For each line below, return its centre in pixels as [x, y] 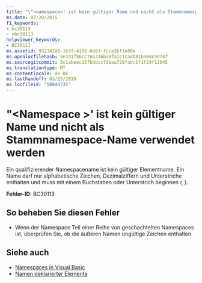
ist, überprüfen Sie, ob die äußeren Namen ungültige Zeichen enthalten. [104, 234]
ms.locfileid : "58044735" [38, 85]
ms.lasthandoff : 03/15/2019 [41, 79]
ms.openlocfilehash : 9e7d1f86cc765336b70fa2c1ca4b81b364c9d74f [87, 57]
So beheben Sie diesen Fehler [63, 213]
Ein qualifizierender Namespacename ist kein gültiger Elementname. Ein [95, 169]
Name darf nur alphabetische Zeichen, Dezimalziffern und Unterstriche [94, 176]
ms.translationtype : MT [36, 68]
